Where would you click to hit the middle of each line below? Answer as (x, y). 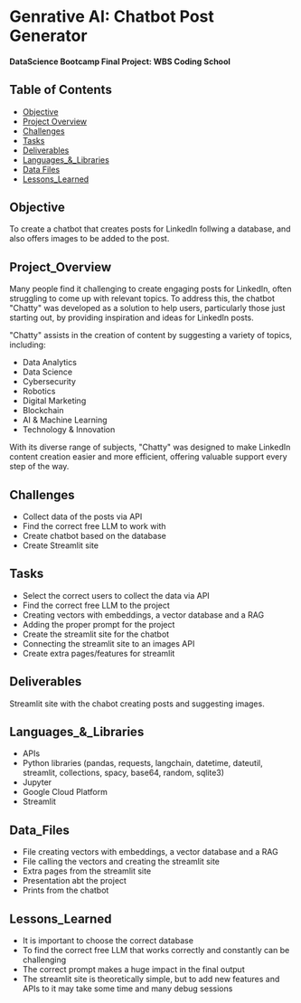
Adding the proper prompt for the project (99, 624)
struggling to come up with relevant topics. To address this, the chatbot (142, 298)
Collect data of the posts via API (82, 516)
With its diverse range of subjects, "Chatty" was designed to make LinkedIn (150, 447)
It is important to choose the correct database (108, 941)
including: (28, 345)
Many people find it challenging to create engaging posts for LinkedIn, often (150, 289)
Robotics (39, 392)
